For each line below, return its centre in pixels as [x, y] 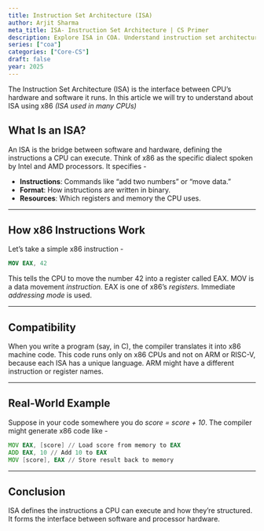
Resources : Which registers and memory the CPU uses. [110, 198]
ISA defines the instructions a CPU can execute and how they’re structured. [130, 511]
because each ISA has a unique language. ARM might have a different [121, 363]
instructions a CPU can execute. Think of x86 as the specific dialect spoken [131, 157]
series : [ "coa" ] [35, 45]
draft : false [29, 60]
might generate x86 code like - [58, 430]
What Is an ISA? [47, 131]
